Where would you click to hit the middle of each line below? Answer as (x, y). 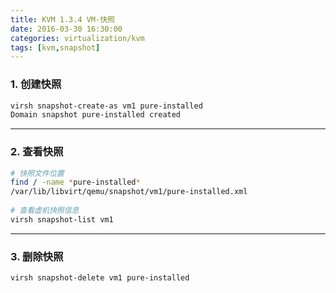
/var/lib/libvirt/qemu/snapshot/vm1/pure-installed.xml (129, 192)
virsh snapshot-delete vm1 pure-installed (100, 278)
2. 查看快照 (37, 152)
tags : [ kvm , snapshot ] (55, 47)
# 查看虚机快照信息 (45, 211)
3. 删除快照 (37, 256)
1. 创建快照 (36, 84)
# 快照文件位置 (37, 173)
